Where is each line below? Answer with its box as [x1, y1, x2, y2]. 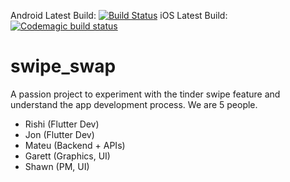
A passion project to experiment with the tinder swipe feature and [10, 88, 281, 100]
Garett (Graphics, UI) [24, 150, 111, 162]
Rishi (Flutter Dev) [24, 118, 100, 130]
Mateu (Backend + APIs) [24, 139, 126, 151]
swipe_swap [10, 55, 117, 78]
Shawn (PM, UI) [24, 160, 90, 172]
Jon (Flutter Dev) [24, 128, 95, 140]
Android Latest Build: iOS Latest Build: [10, 10, 228, 21]
